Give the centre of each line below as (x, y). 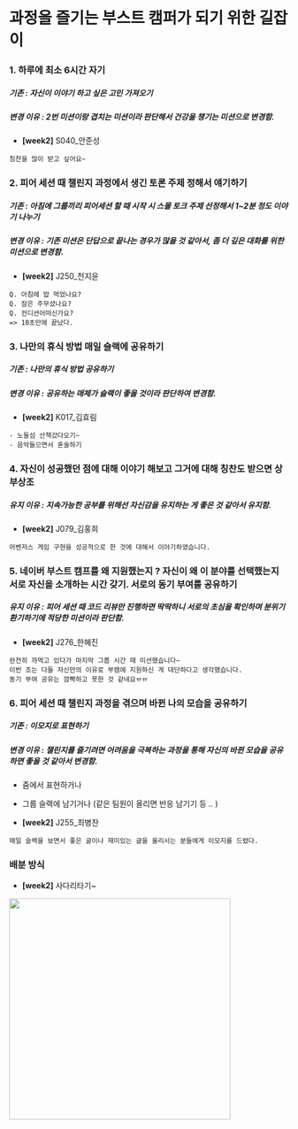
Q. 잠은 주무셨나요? (41, 303)
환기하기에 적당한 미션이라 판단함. (67, 618)
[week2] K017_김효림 (59, 417)
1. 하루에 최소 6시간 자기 (57, 70)
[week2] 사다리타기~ (59, 886)
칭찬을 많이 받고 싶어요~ (48, 159)
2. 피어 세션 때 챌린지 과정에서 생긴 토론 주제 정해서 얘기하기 (128, 183)
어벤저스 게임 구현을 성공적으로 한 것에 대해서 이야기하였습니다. (110, 547)
